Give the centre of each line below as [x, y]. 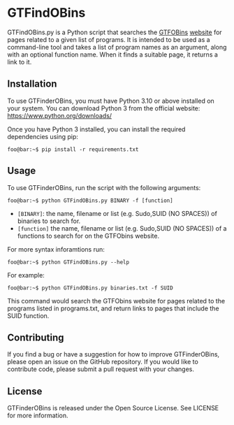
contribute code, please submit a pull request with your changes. [101, 369]
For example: [26, 275]
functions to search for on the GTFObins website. [88, 236]
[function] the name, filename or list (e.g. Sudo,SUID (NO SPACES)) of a [122, 228]
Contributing [36, 337]
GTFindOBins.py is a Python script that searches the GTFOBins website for [115, 32]
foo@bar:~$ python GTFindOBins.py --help [68, 262]
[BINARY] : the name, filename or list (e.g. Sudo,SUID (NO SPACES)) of [117, 213]
